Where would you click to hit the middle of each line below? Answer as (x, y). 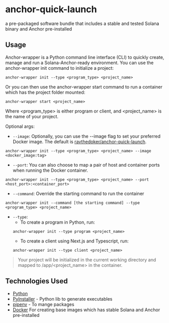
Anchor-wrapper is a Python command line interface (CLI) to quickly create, (85, 57)
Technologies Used (36, 281)
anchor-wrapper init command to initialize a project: (60, 68)
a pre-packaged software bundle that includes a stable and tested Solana (82, 23)
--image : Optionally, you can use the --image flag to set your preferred (87, 136)
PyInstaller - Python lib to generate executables (63, 299)
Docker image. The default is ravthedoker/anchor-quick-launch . (79, 142)
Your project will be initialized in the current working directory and (87, 260)
